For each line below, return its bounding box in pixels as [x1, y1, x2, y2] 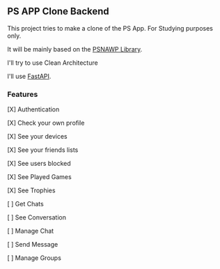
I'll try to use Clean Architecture [7, 59, 99, 67]
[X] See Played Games [7, 173, 72, 181]
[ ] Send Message [7, 240, 58, 249]
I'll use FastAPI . [7, 72, 52, 80]
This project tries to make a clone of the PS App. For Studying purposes [7, 24, 214, 32]
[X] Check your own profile [7, 118, 85, 128]
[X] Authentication [7, 105, 60, 114]
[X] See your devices [7, 132, 68, 141]
